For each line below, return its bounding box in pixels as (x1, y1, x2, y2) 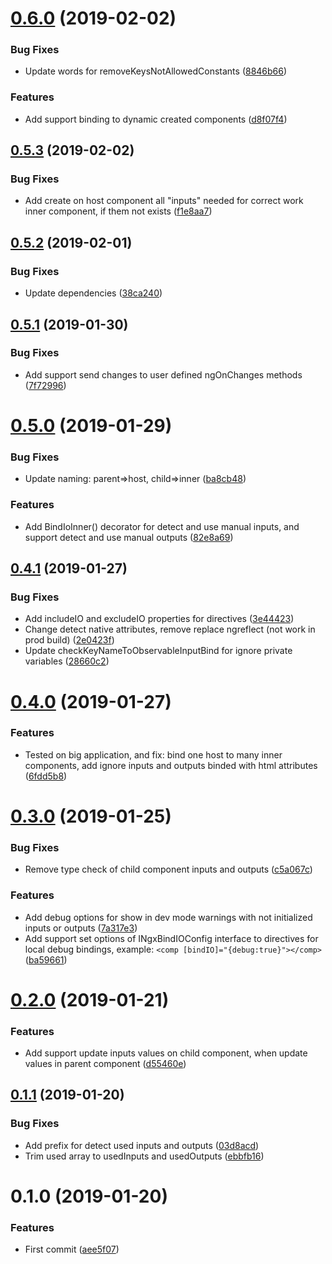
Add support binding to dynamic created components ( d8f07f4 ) (24, 113, 288, 125)
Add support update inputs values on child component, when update (24, 1047, 308, 1059)
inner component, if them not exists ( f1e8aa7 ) (24, 205, 213, 217)
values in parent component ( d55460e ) (24, 1058, 187, 1070)
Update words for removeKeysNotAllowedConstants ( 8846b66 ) (24, 65, 288, 77)
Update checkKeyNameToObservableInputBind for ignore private (24, 645, 293, 657)
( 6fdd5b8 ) (24, 770, 68, 782)
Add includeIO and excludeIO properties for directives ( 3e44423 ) (24, 613, 295, 625)
